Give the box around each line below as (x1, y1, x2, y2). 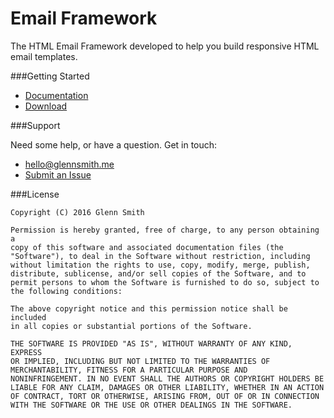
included (10, 312, 47, 322)
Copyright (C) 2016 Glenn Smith (10, 207, 145, 217)
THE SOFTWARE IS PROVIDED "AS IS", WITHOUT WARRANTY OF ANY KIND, (10, 338, 293, 349)
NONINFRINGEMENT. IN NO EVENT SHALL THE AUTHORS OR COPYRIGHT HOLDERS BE (10, 373, 325, 384)
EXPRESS (10, 347, 43, 357)
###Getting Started (10, 70, 90, 82)
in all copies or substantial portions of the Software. (10, 321, 253, 331)
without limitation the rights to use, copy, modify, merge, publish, (10, 260, 311, 270)
